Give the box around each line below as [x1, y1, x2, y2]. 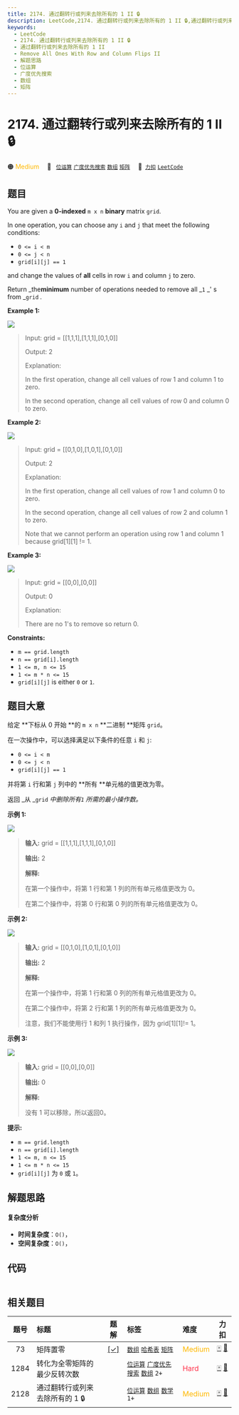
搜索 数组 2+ [127, 1369, 163, 1378]
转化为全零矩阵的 [36, 1359, 94, 1369]
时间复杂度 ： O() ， [17, 1230, 72, 1239]
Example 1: [7, 306, 41, 315]
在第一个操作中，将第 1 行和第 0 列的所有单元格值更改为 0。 [24, 988, 201, 997]
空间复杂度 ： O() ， [17, 1239, 72, 1248]
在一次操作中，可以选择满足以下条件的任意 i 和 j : [7, 735, 152, 744]
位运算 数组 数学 [127, 1386, 174, 1394]
